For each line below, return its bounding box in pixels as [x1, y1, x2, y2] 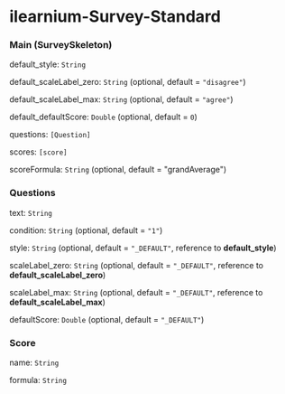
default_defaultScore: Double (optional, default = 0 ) [9, 111, 198, 123]
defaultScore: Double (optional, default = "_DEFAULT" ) [9, 314, 205, 324]
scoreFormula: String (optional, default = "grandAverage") [9, 164, 227, 175]
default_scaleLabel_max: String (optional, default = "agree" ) [9, 94, 234, 105]
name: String [9, 357, 60, 368]
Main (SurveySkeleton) [9, 39, 113, 52]
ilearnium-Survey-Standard [9, 6, 221, 27]
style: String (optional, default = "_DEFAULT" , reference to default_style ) [9, 242, 277, 253]
